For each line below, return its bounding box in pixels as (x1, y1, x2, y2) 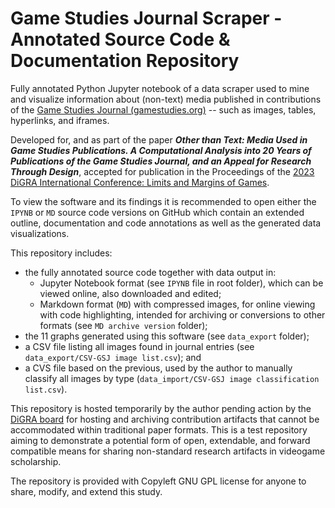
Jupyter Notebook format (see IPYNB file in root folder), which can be (39, 277, 324, 289)
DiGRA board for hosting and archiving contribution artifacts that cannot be (10, 413, 320, 425)
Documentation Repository (10, 50, 240, 72)
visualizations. (10, 227, 70, 239)
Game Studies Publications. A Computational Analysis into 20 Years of (10, 144, 312, 156)
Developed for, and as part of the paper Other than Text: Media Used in (10, 133, 308, 146)
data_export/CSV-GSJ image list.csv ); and (24, 351, 202, 363)
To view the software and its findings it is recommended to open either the (10, 195, 317, 207)
